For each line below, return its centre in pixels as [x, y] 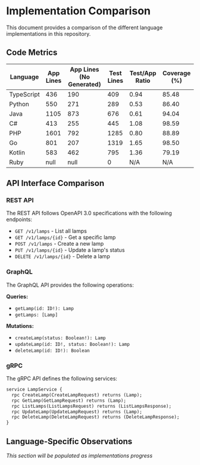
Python [19, 104]
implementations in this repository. [49, 33]
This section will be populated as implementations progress [79, 455]
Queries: [17, 296]
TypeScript [24, 94]
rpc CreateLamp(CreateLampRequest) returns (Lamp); [77, 395]
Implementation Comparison [78, 11]
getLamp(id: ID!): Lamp [44, 308]
